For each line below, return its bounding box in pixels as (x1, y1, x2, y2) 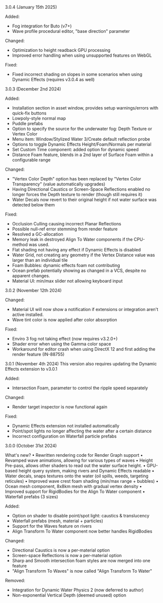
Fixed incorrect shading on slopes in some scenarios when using (12, 71, 143, 77)
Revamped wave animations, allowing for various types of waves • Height (5, 457, 153, 463)
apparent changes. (12, 273, 50, 278)
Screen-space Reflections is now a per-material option (12, 553, 122, 558)
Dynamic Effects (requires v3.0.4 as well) (12, 77, 95, 82)
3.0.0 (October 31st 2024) (5, 443, 57, 448)
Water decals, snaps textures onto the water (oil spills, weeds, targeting (5, 473, 148, 479)
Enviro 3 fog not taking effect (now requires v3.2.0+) (12, 336, 118, 341)
